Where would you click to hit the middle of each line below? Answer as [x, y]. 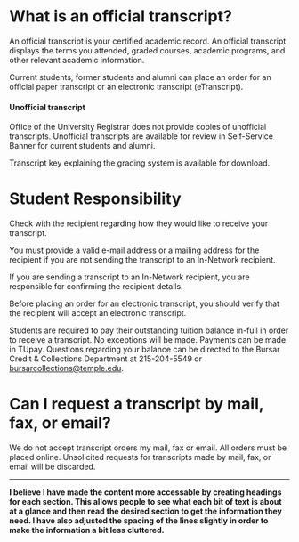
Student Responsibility [95, 199]
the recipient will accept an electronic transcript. [98, 313]
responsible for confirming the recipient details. [97, 287]
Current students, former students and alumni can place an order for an [140, 77]
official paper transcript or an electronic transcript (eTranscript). [126, 86]
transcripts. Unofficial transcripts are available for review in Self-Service [141, 136]
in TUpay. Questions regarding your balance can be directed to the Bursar [145, 350]
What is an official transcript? [121, 16]
